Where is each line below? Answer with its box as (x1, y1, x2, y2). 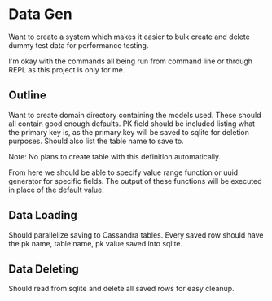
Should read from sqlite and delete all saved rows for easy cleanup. (8, 284, 235, 294)
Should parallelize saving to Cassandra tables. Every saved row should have (8, 229, 264, 240)
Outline (8, 89, 46, 103)
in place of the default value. (8, 185, 104, 194)
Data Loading (8, 208, 77, 222)
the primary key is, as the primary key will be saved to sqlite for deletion (8, 127, 250, 137)
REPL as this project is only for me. (8, 64, 125, 74)
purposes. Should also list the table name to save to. (8, 136, 185, 146)
